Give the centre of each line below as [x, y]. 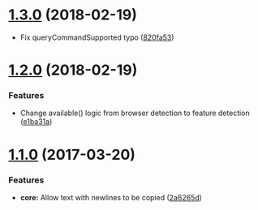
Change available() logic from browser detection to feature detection [135, 113]
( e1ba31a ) [36, 122]
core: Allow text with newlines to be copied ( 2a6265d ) [111, 197]
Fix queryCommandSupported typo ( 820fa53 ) [97, 37]
